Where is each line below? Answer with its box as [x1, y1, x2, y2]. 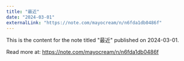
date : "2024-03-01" [6, 14, 55, 20]
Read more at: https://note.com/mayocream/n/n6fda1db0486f [6, 49, 159, 56]
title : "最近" [6, 8, 40, 15]
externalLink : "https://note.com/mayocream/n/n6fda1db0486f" [6, 20, 162, 25]
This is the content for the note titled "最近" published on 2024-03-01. [6, 37, 179, 44]
